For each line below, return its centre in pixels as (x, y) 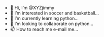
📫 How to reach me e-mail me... (44, 29)
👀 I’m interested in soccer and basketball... (55, 13)
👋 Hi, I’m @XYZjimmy (32, 8)
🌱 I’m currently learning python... (44, 18)
